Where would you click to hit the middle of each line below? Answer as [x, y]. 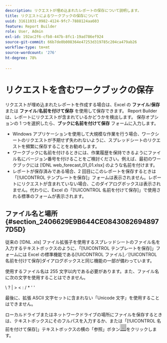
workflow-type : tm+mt [28, 47]
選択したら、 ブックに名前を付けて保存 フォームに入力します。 [95, 123]
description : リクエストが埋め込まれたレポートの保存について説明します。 [73, 10]
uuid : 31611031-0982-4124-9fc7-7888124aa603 [52, 21]
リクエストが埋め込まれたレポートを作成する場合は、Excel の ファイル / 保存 [83, 105]
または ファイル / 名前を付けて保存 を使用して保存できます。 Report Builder [81, 111]
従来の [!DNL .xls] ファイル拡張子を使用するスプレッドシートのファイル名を [83, 242]
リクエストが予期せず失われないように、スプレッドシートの [87, 140]
